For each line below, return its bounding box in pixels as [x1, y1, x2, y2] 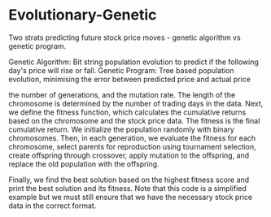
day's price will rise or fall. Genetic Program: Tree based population [8, 65, 234, 75]
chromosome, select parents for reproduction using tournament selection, [8, 141, 256, 151]
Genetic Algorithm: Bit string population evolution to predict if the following [8, 57, 259, 67]
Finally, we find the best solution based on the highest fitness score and [8, 175, 250, 184]
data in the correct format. [8, 201, 97, 210]
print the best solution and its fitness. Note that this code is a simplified [8, 183, 247, 193]
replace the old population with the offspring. [8, 158, 160, 168]
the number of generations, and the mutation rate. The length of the [8, 89, 236, 99]
